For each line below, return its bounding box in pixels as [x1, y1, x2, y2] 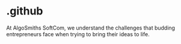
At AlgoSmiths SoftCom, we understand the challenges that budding [6, 24, 176, 31]
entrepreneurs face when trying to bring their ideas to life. [6, 30, 150, 37]
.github [6, 4, 43, 18]
